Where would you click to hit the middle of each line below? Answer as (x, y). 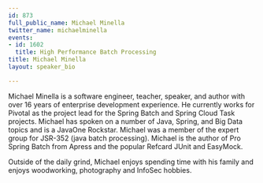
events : (21, 37)
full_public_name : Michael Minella (67, 23)
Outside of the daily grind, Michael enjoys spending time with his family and (131, 162)
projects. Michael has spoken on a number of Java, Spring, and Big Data (125, 121)
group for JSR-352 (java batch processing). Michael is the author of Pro (125, 138)
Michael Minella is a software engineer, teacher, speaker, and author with (127, 96)
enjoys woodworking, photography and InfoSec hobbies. (100, 170)
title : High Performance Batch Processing (86, 52)
